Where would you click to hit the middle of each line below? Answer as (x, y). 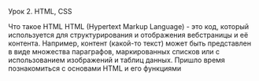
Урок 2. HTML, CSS (40, 11)
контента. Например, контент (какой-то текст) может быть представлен (130, 43)
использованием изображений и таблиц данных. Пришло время (117, 60)
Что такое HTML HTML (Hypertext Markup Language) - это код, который (129, 26)
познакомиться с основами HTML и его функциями (95, 68)
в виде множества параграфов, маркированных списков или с (114, 52)
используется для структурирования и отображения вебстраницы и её (128, 35)
